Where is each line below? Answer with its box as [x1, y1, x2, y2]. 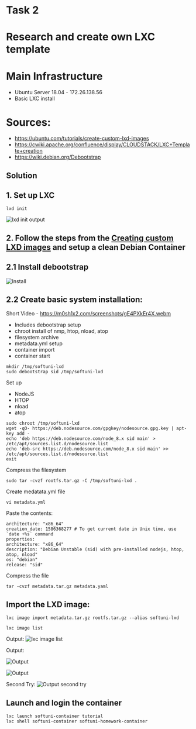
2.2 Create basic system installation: [6, 295, 143, 305]
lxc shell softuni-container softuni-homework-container [6, 718, 148, 724]
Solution [6, 170, 37, 180]
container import [14, 346, 55, 353]
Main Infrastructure [6, 70, 104, 82]
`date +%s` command [6, 531, 54, 537]
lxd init [6, 206, 27, 212]
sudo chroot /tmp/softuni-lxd [6, 421, 80, 427]
